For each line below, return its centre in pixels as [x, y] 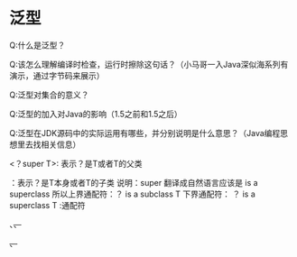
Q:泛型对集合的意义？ [49, 95]
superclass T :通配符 [47, 205]
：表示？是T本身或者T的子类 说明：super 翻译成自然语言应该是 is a [134, 182]
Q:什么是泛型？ [37, 45]
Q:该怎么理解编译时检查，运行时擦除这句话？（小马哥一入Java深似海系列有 [149, 64]
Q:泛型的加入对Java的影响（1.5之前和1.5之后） [96, 114]
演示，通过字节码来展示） [57, 75]
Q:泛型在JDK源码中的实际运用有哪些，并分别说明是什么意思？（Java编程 [145, 133]
